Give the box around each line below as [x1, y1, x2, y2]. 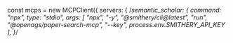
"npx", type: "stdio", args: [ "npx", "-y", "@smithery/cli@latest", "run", [7, 13, 208, 21]
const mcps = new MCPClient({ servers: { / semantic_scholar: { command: [7, 6, 222, 14]
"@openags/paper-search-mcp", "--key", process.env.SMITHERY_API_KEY [7, 21, 226, 28]
